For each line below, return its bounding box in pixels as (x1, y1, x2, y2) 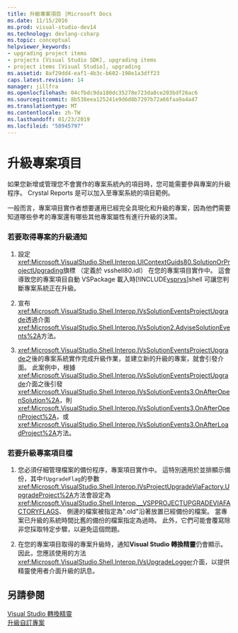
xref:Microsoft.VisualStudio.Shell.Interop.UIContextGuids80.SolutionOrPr (17, 257, 230, 266)
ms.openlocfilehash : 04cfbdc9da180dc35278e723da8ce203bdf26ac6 (7, 89, 198, 96)
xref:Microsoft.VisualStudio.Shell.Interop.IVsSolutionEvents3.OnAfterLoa (17, 420, 229, 429)
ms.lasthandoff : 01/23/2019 (7, 116, 91, 123)
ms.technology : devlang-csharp (7, 30, 100, 38)
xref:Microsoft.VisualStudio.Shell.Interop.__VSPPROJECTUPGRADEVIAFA (17, 499, 231, 508)
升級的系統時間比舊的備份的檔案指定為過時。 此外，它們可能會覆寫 (30, 516, 225, 525)
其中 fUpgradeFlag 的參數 (30, 474, 100, 483)
